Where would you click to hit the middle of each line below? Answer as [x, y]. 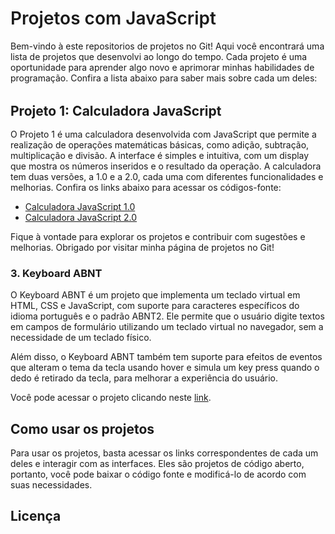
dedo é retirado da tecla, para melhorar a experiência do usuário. [144, 378]
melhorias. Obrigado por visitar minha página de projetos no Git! [142, 247]
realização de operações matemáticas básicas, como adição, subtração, [160, 144]
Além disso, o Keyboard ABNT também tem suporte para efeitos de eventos [166, 357]
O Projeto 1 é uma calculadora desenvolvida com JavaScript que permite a [163, 134]
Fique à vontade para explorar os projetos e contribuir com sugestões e [158, 236]
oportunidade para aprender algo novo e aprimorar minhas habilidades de [162, 67]
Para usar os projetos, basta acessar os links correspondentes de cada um [164, 453]
